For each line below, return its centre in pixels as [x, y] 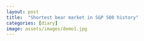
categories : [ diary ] [32, 23]
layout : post [23, 12]
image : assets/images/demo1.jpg [47, 29]
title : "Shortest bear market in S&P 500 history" [72, 17]
